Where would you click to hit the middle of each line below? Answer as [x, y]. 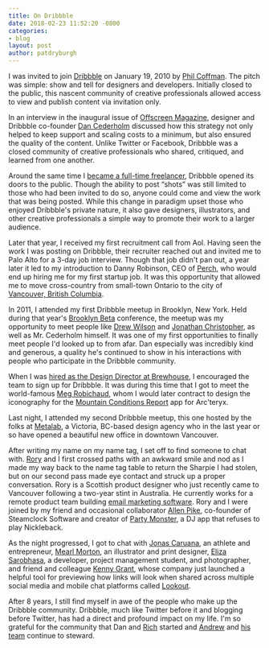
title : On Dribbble [41, 16]
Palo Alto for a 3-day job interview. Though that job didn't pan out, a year [129, 260]
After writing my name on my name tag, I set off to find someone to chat [128, 450]
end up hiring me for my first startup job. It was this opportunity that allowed [134, 277]
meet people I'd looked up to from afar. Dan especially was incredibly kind [131, 344]
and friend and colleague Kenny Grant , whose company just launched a [126, 569]
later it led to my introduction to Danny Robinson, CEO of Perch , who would [132, 268]
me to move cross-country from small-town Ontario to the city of [116, 285]
